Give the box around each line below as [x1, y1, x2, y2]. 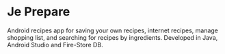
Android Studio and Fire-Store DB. [7, 40, 104, 49]
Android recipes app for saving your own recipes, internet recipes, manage [7, 26, 219, 34]
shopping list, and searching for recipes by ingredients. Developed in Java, [7, 33, 218, 41]
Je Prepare [7, 4, 70, 20]
